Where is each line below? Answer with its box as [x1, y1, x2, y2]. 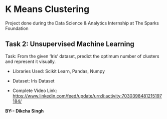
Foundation [5, 25, 29, 31]
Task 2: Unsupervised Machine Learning [5, 40, 134, 48]
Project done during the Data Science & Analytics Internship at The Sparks [5, 20, 159, 26]
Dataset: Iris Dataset [12, 77, 55, 83]
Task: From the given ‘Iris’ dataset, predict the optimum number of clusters [5, 53, 159, 59]
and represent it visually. [5, 58, 56, 64]
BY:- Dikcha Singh [5, 107, 44, 113]
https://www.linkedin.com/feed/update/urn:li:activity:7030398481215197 [12, 92, 162, 98]
